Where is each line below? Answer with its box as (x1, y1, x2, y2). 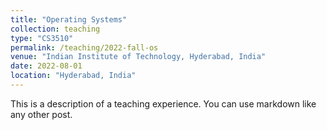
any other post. (10, 108, 73, 120)
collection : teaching (10, 24, 101, 34)
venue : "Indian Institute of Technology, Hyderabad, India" (10, 52, 267, 62)
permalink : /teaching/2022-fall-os (10, 42, 159, 53)
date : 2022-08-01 (10, 61, 83, 71)
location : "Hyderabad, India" (10, 71, 137, 81)
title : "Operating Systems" (10, 14, 128, 25)
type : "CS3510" (10, 33, 74, 43)
